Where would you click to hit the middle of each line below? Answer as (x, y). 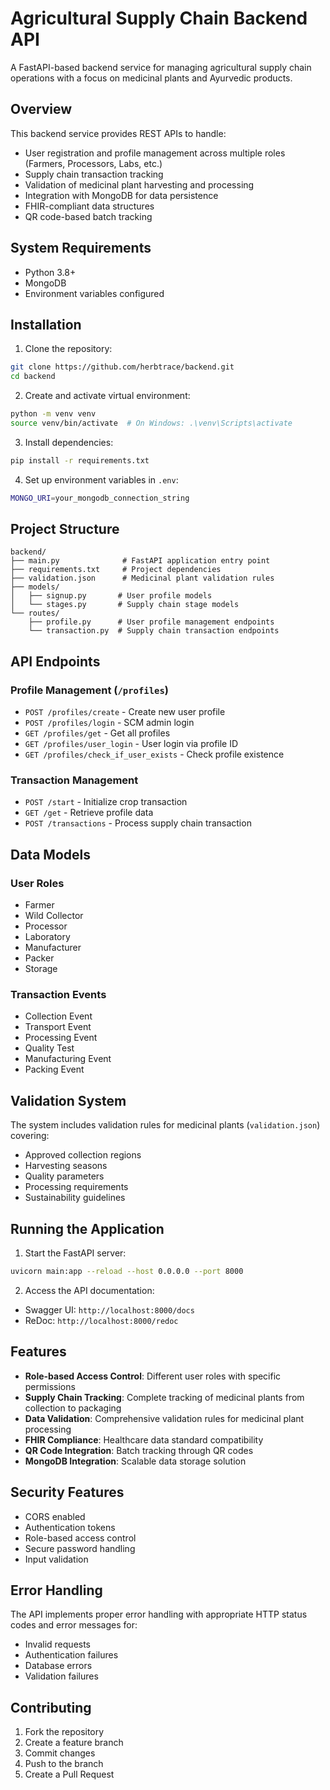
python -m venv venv (53, 414)
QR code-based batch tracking (88, 216)
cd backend (33, 377)
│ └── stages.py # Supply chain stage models (125, 605)
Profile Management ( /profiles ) (89, 690)
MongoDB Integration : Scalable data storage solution (135, 1461)
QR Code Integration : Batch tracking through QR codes (139, 1450)
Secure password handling (80, 1548)
